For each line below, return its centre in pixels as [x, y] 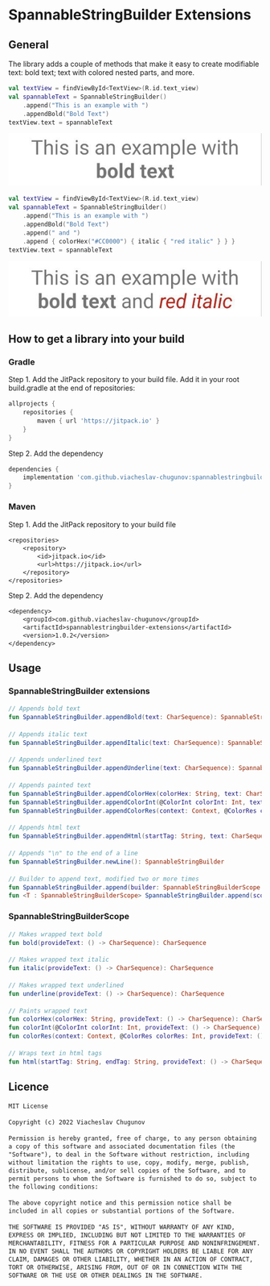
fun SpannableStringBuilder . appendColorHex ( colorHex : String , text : [125, 793]
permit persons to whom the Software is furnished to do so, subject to [133, 1179]
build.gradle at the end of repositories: [72, 388]
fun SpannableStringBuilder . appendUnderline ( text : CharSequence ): [122, 768]
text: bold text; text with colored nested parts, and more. [102, 73]
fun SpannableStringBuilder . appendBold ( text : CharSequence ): [113, 718]
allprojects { [32, 404]
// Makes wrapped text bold [55, 934]
